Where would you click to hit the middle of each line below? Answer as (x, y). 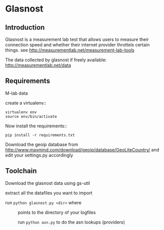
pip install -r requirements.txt (40, 135)
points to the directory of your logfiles (57, 212)
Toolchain (21, 171)
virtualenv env (21, 112)
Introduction (25, 27)
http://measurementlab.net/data (38, 65)
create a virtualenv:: (26, 103)
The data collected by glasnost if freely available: (56, 60)
